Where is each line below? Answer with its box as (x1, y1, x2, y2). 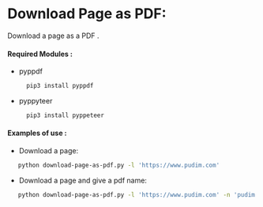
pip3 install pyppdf (26, 82, 94, 90)
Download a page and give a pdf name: (18, 175, 148, 185)
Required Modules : (7, 49, 73, 58)
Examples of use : (7, 128, 67, 138)
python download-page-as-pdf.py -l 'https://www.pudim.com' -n (17, 190, 231, 198)
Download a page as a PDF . (7, 31, 100, 40)
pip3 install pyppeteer (26, 111, 104, 119)
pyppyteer (18, 96, 53, 106)
